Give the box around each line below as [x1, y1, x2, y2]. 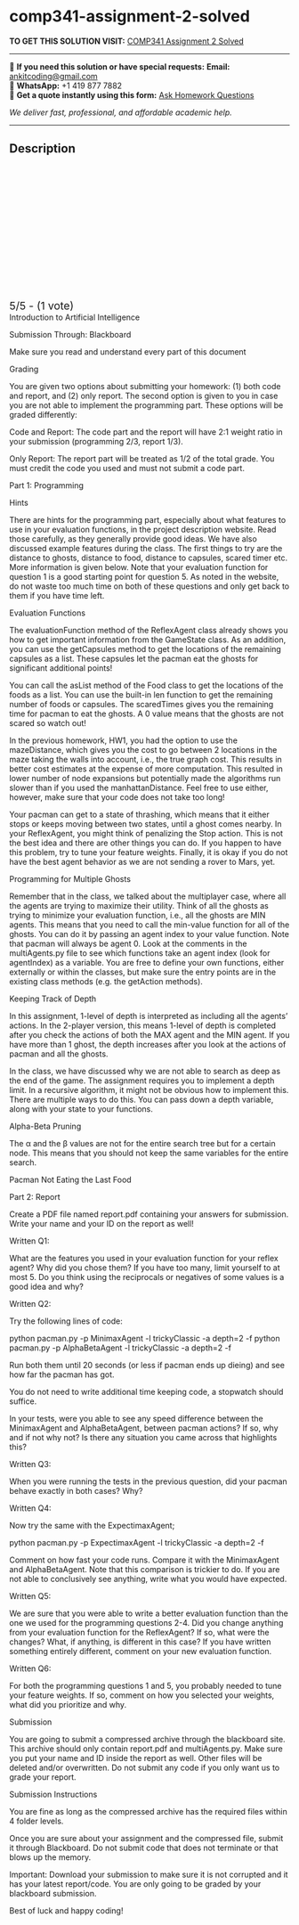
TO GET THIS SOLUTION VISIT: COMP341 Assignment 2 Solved [9, 36, 245, 46]
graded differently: [9, 409, 77, 420]
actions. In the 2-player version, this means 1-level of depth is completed [9, 1020, 277, 1031]
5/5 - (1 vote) [9, 298, 74, 313]
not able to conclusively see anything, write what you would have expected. [9, 1573, 287, 1584]
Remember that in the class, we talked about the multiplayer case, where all [9, 891, 287, 901]
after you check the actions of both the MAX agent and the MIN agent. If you [9, 1029, 290, 1040]
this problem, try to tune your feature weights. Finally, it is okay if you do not [9, 846, 288, 857]
